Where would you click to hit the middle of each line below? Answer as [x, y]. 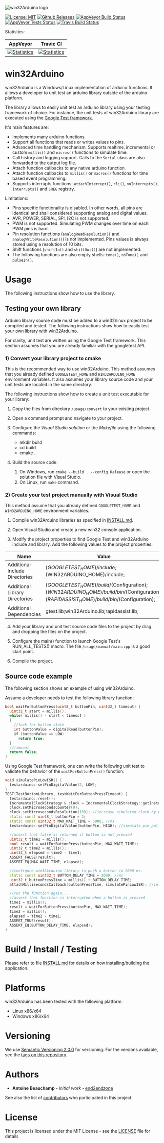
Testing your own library [43, 309]
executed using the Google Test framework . [49, 118]
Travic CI [51, 44]
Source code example [39, 676]
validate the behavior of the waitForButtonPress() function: [65, 771]
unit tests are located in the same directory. [49, 384]
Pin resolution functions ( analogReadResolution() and [66, 234]
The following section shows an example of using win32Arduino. [70, 688]
